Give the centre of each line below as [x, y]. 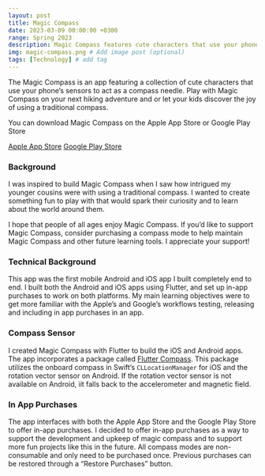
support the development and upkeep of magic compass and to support [125, 439]
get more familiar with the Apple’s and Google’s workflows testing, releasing [131, 304]
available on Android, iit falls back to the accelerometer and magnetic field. [130, 383]
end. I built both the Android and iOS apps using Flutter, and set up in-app [128, 287]
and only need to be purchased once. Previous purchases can [151, 455]
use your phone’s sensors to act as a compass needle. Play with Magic [123, 90]
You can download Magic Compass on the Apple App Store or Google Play [129, 123]
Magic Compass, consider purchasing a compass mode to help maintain [125, 233]
